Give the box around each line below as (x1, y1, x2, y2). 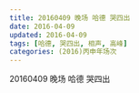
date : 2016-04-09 (9, 22, 75, 31)
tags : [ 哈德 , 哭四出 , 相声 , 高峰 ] (9, 38, 128, 48)
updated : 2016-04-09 (9, 30, 88, 39)
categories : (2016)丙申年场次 (9, 47, 117, 57)
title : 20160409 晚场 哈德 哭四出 (9, 13, 131, 23)
